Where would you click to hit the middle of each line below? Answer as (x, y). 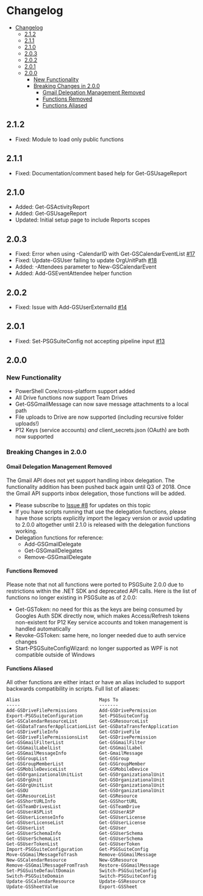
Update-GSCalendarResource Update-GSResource (76, 882)
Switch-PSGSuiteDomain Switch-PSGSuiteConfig (81, 876)
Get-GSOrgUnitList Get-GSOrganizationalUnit (86, 786)
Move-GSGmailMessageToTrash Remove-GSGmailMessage (81, 855)
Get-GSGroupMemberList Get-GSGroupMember (76, 764)
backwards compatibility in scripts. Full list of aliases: (73, 689)
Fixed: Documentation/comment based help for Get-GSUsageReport (101, 173)
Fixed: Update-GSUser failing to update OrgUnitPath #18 (86, 261)
